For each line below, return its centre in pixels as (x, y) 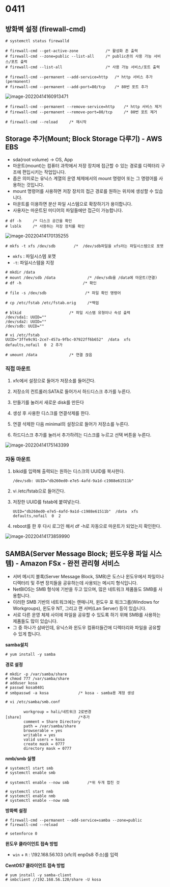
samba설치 (17, 645)
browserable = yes (43, 731)
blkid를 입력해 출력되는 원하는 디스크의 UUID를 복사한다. (69, 471)
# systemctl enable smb (31, 773)
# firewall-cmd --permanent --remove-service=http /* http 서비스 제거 (83, 107)
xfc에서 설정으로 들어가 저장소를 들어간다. (54, 381)
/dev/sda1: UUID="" (26, 317)
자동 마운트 (18, 459)
